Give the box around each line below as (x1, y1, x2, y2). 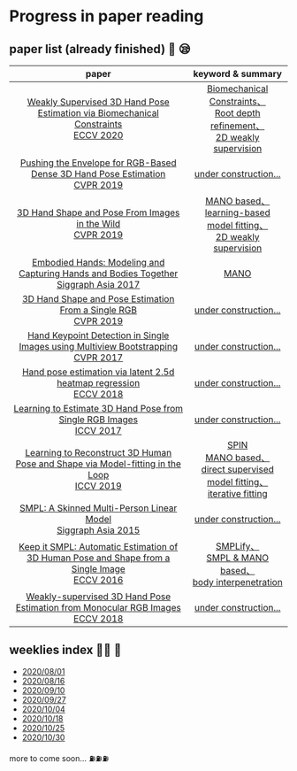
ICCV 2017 (74, 425, 122, 436)
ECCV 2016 (73, 574, 124, 586)
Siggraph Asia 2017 (56, 279, 141, 290)
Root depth (214, 107, 261, 119)
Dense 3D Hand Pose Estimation (30, 168, 166, 180)
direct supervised (201, 463, 274, 475)
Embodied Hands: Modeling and (32, 257, 165, 268)
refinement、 (210, 120, 265, 132)
